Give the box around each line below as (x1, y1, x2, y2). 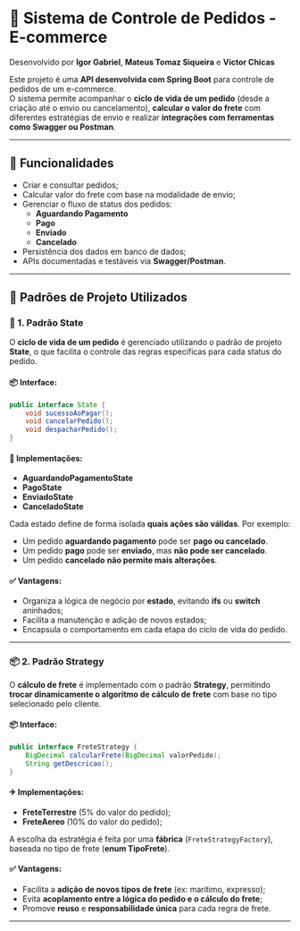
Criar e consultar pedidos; (21, 179, 119, 190)
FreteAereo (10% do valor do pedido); (21, 816, 162, 826)
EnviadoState (21, 492, 74, 503)
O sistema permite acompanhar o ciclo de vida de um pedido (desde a (9, 93, 270, 104)
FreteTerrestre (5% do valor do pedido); (21, 807, 171, 817)
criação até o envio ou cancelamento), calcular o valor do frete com (9, 102, 262, 113)
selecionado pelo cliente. (9, 698, 102, 709)
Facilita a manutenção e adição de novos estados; (21, 614, 207, 625)
